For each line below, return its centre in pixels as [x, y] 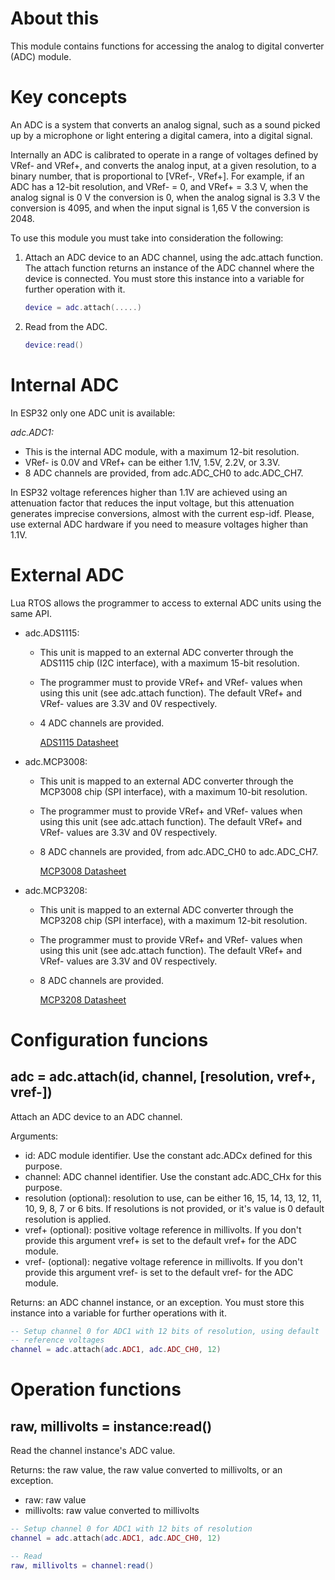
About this [55, 18]
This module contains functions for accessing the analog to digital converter [167, 46]
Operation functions [96, 1389]
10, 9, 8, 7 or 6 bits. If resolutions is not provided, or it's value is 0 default [174, 1208]
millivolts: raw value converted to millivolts [112, 1511]
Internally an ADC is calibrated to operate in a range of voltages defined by [164, 154]
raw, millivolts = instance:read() [111, 1426]
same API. [31, 613]
